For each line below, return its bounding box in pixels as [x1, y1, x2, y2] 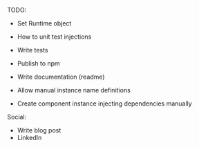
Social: [7, 113, 27, 121]
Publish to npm [17, 59, 60, 68]
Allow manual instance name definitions [17, 86, 131, 94]
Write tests [17, 46, 48, 54]
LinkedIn [17, 134, 42, 141]
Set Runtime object [17, 19, 72, 27]
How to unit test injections [17, 32, 92, 41]
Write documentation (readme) [17, 72, 105, 81]
